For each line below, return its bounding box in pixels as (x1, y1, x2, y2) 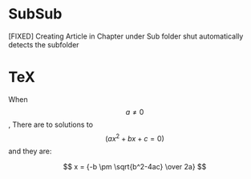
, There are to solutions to (8, 120, 94, 129)
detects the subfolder (8, 39, 79, 49)
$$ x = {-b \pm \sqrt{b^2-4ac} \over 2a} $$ (63, 161, 207, 171)
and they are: (8, 146, 52, 156)
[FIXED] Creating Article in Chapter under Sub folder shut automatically (8, 31, 244, 41)
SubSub (8, 5, 63, 23)
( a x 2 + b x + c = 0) (105, 132, 164, 143)
